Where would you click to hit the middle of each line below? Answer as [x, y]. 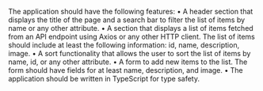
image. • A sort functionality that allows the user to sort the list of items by [130, 53]
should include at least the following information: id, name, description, [124, 45]
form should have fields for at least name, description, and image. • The [126, 70]
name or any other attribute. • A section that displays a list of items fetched [131, 28]
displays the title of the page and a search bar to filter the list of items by [127, 20]
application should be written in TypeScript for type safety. [104, 79]
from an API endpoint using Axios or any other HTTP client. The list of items [131, 36]
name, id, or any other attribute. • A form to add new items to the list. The [128, 62]
